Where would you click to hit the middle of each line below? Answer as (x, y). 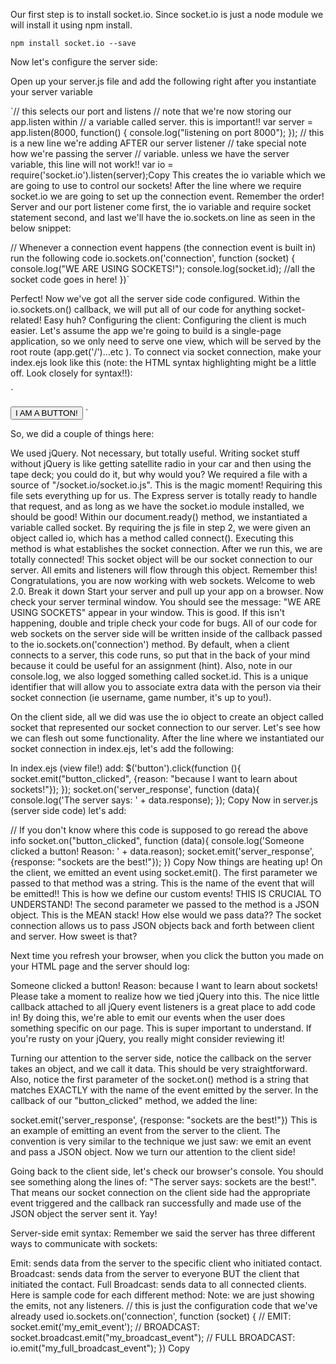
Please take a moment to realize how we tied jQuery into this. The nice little (165, 996)
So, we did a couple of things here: (82, 433)
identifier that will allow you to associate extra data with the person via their (166, 687)
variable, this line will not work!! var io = (92, 164)
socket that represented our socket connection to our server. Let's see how (165, 727)
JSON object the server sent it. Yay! (84, 1213)
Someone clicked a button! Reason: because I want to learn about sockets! (164, 985)
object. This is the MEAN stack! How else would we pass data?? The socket (166, 915)
